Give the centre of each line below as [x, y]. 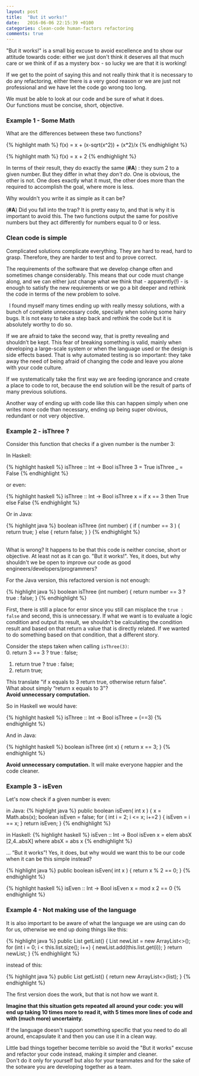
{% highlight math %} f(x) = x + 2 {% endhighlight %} [71, 156]
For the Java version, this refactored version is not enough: [78, 580]
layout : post [22, 12]
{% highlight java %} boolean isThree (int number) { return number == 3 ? [96, 592]
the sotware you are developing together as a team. [69, 1066]
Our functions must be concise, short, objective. [65, 105]
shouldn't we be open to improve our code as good [69, 562]
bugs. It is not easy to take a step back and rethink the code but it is [89, 318]
